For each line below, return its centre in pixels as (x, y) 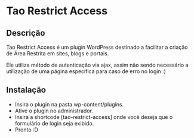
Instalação (26, 90)
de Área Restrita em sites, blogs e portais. (58, 54)
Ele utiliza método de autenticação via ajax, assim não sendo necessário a (98, 65)
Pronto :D (27, 130)
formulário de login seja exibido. (54, 123)
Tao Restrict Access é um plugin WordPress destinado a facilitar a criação (97, 47)
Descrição (26, 33)
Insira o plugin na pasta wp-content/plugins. (69, 104)
